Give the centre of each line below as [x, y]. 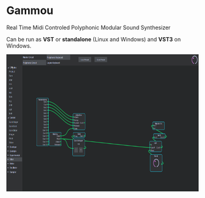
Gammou [30, 11]
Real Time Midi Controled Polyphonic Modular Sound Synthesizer [88, 27]
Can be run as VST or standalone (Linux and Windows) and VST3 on [94, 39]
